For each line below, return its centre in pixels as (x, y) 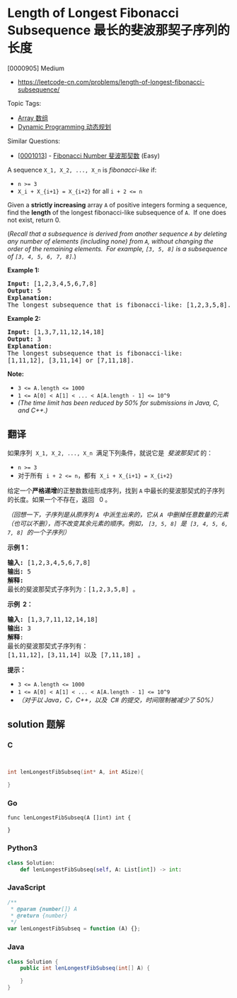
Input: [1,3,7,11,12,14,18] (56, 332)
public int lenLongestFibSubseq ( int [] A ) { (85, 968)
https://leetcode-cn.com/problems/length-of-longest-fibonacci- (111, 82)
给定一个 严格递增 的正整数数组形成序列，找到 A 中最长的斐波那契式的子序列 (116, 490)
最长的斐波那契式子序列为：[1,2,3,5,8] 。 (73, 589)
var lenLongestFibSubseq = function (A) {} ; (74, 929)
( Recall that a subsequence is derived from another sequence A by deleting (117, 234)
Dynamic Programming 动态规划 (64, 126)
